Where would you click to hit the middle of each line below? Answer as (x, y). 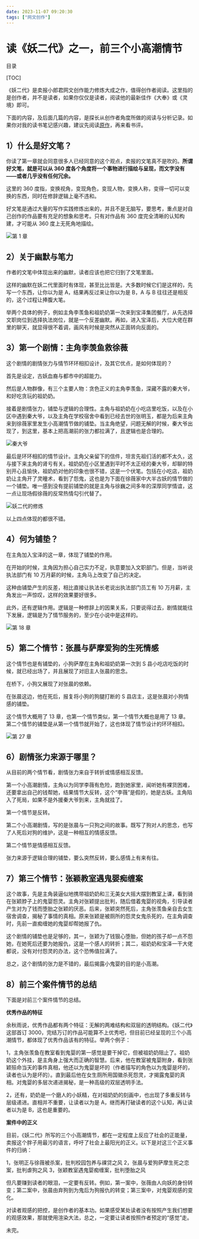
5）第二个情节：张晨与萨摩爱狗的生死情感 (83, 648)
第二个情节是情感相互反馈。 (40, 845)
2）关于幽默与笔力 (40, 257)
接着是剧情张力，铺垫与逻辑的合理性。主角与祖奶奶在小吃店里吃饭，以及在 (97, 409)
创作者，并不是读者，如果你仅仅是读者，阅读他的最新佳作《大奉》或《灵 (99, 98)
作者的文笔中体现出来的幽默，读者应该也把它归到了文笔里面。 (81, 272)
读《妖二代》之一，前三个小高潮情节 (94, 48)
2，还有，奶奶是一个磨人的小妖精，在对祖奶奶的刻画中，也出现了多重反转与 (99, 1094)
